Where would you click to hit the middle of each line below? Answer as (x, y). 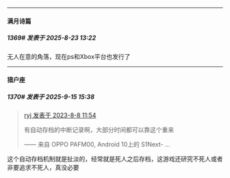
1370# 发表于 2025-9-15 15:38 (51, 97)
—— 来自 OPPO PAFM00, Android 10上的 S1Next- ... (97, 144)
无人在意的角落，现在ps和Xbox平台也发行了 (69, 56)
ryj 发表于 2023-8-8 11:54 (60, 115)
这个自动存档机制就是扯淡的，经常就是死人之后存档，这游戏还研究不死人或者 (115, 159)
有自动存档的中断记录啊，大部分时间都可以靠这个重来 (99, 130)
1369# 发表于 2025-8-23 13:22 (52, 38)
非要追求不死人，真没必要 (43, 168)
